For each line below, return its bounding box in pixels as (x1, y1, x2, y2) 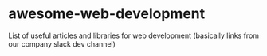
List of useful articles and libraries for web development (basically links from (8, 31, 260, 40)
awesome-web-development (8, 5, 206, 23)
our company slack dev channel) (8, 39, 116, 48)
